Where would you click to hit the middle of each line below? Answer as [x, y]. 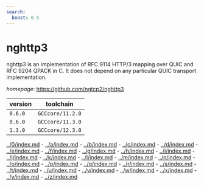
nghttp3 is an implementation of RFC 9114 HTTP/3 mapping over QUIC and [100, 64]
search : [16, 12]
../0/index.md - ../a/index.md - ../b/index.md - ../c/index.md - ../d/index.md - [102, 145]
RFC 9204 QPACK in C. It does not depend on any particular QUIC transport [101, 71]
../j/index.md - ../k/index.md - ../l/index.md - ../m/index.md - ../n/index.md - [101, 157]
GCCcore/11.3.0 [59, 122]
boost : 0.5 [26, 18]
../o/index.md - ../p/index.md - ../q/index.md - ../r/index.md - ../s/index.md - [101, 164]
